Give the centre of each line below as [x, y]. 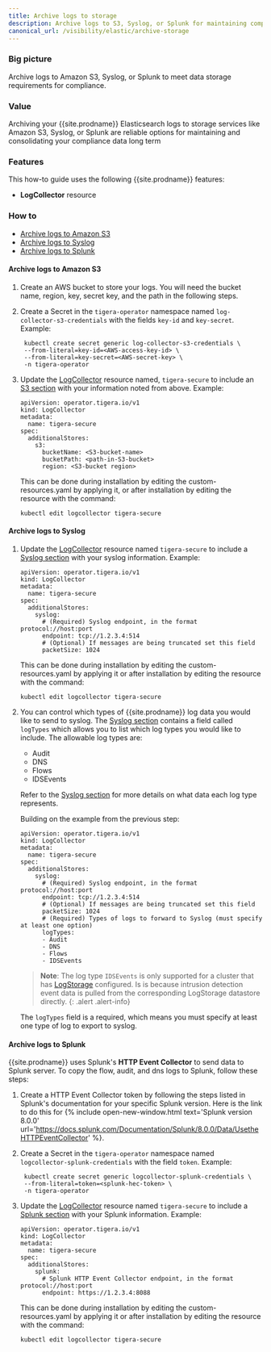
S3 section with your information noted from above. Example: [122, 387]
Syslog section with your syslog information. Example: [110, 557]
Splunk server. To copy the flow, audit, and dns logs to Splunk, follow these [133, 1071]
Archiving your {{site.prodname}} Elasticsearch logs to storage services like [134, 123]
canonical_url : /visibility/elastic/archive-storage [99, 31]
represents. [39, 803]
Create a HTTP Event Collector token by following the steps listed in [133, 1095]
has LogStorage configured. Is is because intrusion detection [142, 984]
